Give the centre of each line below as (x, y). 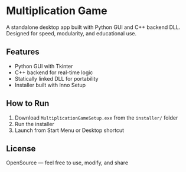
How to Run (28, 103)
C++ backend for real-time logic (54, 72)
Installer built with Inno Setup (50, 85)
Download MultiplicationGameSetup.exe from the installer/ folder (96, 118)
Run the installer (35, 124)
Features (23, 52)
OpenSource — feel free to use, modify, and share (67, 163)
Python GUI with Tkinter (44, 66)
